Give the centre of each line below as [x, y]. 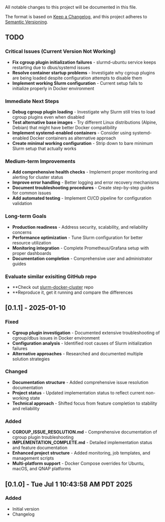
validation [22, 204]
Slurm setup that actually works [44, 148]
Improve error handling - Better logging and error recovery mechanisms [86, 182]
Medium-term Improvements [40, 161]
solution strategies [31, 359]
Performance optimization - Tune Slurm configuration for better [78, 237]
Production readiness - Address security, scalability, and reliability [80, 227]
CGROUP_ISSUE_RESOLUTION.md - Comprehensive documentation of [84, 432]
